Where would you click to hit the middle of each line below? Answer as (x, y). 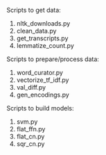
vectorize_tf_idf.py (43, 80)
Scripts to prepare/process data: (53, 59)
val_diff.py (31, 87)
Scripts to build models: (40, 108)
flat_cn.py (30, 136)
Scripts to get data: (34, 10)
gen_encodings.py (43, 95)
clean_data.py (36, 31)
